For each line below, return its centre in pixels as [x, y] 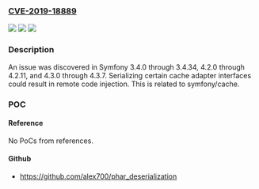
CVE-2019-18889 [42, 11]
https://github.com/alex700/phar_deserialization [98, 176]
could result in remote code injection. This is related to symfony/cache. [124, 84]
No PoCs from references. [51, 141]
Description [31, 50]
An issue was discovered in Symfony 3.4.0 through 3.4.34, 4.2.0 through [127, 67]
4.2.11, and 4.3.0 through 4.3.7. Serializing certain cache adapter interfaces [130, 75]
